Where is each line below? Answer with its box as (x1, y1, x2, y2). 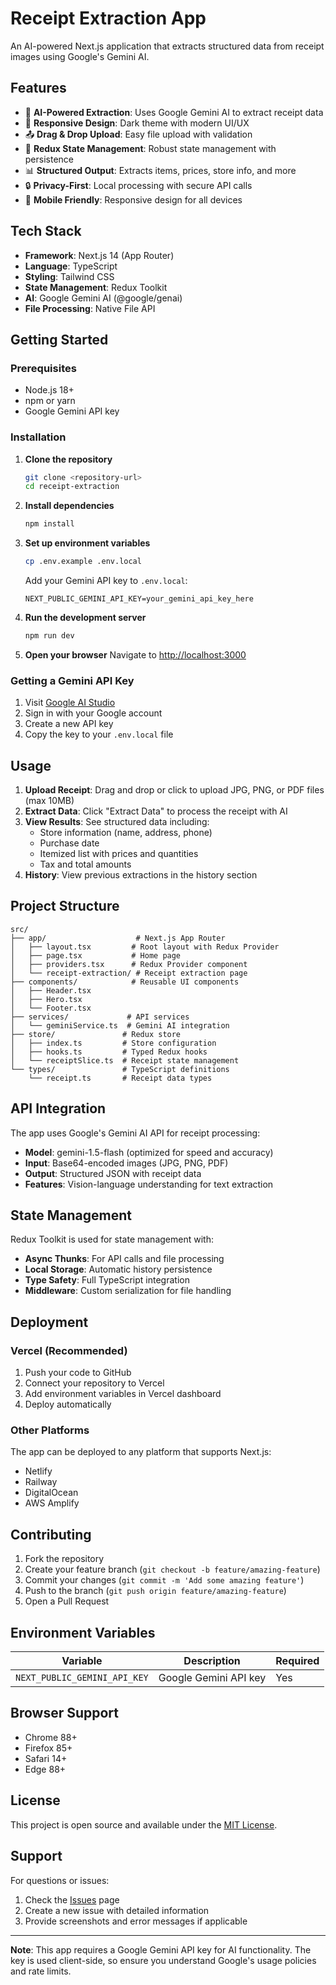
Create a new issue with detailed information (24, 1904, 210, 1916)
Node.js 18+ (24, 384, 75, 396)
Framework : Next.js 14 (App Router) (24, 249, 175, 261)
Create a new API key (24, 718, 114, 730)
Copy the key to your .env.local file (24, 728, 174, 741)
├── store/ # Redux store (10, 1029, 182, 1039)
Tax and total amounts (39, 858, 132, 871)
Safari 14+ (24, 1752, 68, 1764)
